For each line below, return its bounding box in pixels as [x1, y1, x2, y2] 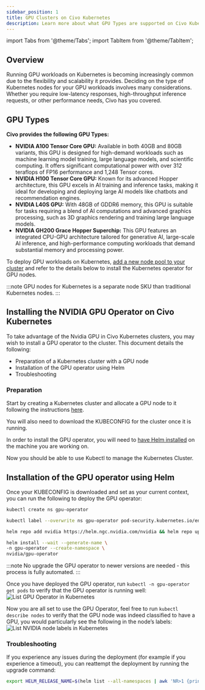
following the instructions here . [6, 406, 84, 414]
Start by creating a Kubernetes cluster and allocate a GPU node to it [6, 400, 177, 407]
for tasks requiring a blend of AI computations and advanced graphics [15, 207, 192, 214]
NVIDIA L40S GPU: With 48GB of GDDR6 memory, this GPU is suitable [15, 201, 193, 208]
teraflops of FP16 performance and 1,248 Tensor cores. [15, 168, 154, 176]
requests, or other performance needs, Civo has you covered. [6, 97, 162, 104]
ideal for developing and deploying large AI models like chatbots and [15, 188, 188, 195]
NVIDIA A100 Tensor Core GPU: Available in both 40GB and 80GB [15, 143, 182, 149]
